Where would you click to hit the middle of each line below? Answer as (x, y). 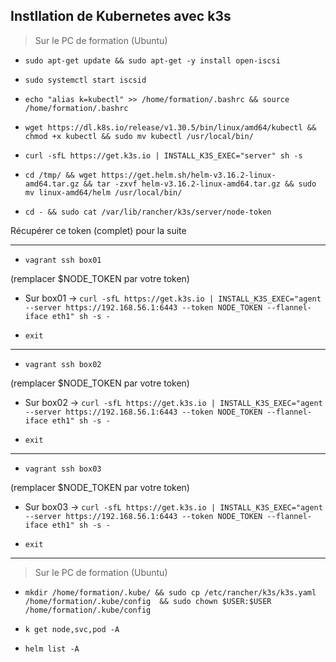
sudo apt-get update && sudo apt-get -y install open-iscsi (152, 60)
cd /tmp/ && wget (61, 175)
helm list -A (52, 649)
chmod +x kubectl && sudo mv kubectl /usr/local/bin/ (139, 136)
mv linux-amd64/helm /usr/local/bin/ (103, 192)
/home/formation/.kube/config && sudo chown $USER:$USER (148, 601)
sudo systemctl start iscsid (85, 80)
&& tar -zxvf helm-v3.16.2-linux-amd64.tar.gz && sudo (200, 184)
